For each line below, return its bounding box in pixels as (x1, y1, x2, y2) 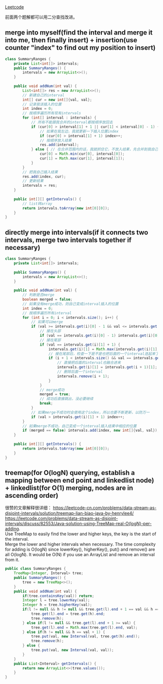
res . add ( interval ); (39, 142, 79, 147)
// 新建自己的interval (22, 92, 65, 98)
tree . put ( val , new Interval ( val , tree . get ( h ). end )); (31, 634, 140, 639)
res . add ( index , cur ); (22, 174, 66, 179)
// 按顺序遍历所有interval (22, 311, 72, 316)
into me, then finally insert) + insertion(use (5, 36, 137, 44)
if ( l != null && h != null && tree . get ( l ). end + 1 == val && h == (22, 607, 160, 612)
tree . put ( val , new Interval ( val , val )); (31, 648, 114, 653)
